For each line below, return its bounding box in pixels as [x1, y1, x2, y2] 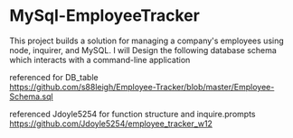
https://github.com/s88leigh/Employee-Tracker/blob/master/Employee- [9, 81, 275, 92]
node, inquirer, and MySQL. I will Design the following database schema [9, 44, 278, 55]
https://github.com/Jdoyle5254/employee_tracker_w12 [9, 118, 213, 129]
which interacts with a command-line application [9, 54, 191, 65]
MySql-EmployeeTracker [9, 5, 201, 26]
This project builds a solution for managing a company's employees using [9, 35, 285, 46]
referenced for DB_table [9, 71, 99, 82]
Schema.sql [9, 91, 53, 102]
